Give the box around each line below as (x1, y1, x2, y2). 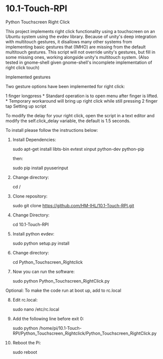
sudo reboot (12, 349, 37, 355)
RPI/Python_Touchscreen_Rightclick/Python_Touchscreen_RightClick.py (12, 330, 157, 336)
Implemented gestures (5, 74, 51, 80)
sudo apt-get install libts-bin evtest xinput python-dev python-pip (12, 146, 145, 152)
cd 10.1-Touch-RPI (12, 221, 49, 227)
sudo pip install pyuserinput (12, 165, 69, 171)
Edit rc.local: (12, 297, 38, 303)
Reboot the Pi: (12, 340, 41, 345)
